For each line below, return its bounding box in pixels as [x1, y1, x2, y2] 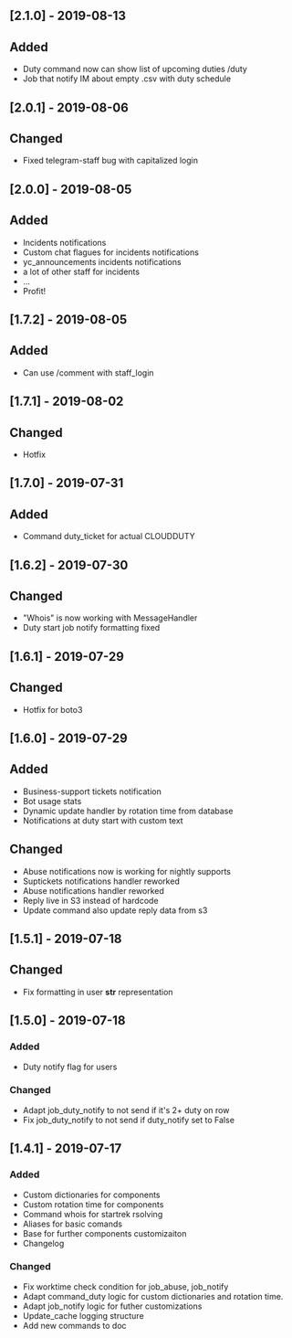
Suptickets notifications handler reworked [22, 876, 180, 887]
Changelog [22, 1237, 65, 1248]
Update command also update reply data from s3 [22, 905, 208, 916]
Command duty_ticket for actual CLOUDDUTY [22, 531, 196, 542]
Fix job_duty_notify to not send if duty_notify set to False [22, 1114, 235, 1125]
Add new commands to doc [22, 1320, 127, 1331]
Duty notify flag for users [22, 1061, 118, 1072]
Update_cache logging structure [22, 1310, 144, 1321]
